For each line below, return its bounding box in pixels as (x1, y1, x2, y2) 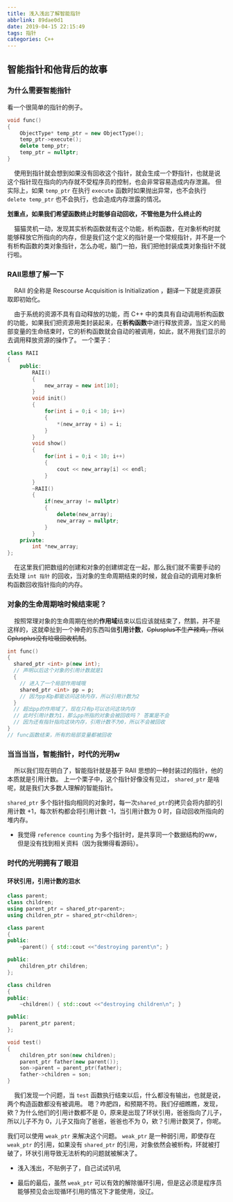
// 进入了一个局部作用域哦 (19, 680, 86, 687)
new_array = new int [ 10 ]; (44, 382, 119, 389)
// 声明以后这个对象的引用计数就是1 (13, 667, 104, 674)
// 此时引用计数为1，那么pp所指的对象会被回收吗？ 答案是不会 (13, 712, 170, 719)
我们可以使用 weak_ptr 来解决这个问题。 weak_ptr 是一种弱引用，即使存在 (7, 1132, 216, 1140)
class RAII (7, 350, 39, 357)
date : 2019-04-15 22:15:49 (7, 23, 85, 30)
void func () (7, 117, 42, 123)
